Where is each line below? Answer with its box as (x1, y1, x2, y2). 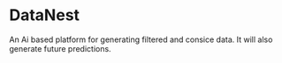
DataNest (9, 5, 80, 25)
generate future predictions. (9, 43, 112, 53)
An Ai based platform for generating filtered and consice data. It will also (9, 34, 273, 45)
